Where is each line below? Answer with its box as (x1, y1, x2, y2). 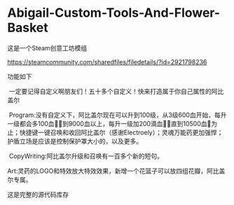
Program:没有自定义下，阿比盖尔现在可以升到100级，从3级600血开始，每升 (8, 111, 227, 119)
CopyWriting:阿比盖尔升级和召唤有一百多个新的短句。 (8, 152, 163, 160)
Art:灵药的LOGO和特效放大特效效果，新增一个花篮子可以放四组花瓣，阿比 (7, 167, 219, 175)
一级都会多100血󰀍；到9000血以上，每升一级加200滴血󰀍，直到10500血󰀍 (7, 119, 212, 127)
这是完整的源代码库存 (7, 190, 69, 199)
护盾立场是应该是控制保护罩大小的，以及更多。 (7, 136, 142, 145)
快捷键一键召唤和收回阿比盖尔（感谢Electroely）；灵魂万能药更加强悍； (19, 128, 223, 136)
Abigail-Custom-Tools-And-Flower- (7, 5, 221, 21)
